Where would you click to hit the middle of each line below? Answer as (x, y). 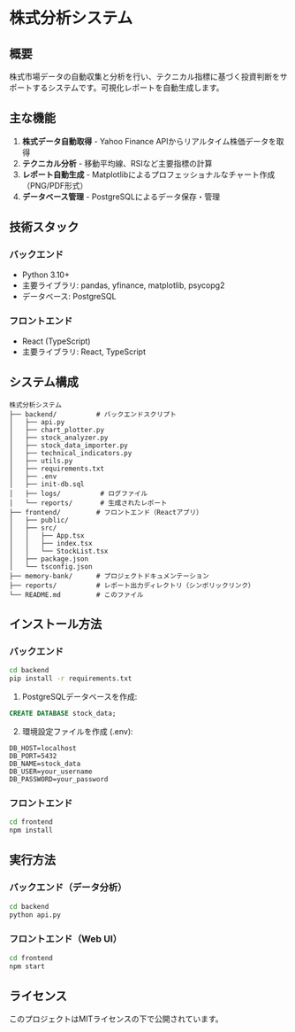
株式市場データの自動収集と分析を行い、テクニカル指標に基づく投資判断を (144, 77)
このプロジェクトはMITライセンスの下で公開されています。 (116, 1019)
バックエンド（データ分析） (68, 888)
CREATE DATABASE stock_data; (63, 714)
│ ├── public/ (39, 520)
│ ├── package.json (49, 559)
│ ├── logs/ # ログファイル (79, 493)
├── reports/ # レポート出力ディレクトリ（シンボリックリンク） (132, 586)
